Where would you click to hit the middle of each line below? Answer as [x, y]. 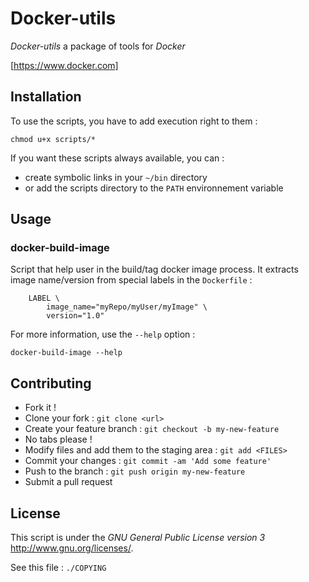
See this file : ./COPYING [58, 568]
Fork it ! [40, 408]
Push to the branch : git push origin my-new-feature [135, 471]
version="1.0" [75, 316]
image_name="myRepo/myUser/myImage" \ [127, 307]
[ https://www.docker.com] [64, 65]
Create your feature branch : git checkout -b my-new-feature [152, 429]
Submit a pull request [68, 482]
